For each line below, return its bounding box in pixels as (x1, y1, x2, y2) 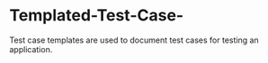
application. (9, 43, 53, 54)
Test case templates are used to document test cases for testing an (9, 35, 259, 45)
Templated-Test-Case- (9, 5, 184, 26)
